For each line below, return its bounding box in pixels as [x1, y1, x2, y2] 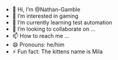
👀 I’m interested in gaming [12, 12, 79, 20]
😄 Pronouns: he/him [12, 41, 65, 48]
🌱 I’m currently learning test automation [12, 19, 112, 26]
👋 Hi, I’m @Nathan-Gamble [12, 6, 81, 13]
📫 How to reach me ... [12, 32, 69, 39]
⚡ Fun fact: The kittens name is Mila [12, 48, 103, 55]
